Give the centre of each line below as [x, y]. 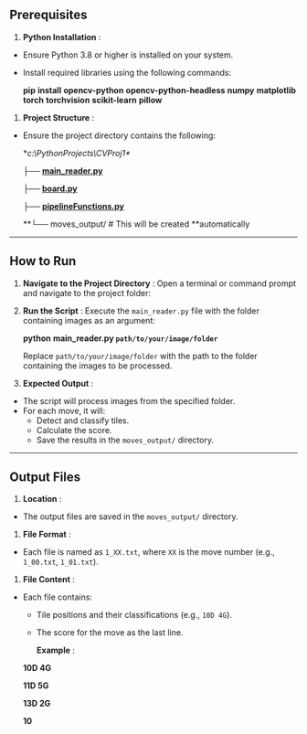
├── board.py [50, 188]
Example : [56, 650]
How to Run [43, 261]
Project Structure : [58, 117]
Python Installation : [62, 37]
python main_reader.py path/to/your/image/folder [120, 338]
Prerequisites [48, 15]
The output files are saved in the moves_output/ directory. [130, 516]
